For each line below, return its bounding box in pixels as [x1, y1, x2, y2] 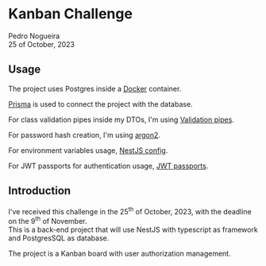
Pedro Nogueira [8, 31, 60, 41]
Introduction [8, 184, 71, 198]
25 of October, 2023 [8, 39, 75, 49]
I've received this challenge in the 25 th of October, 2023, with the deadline [8, 205, 252, 216]
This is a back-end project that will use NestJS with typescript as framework [8, 225, 258, 234]
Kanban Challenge [8, 5, 133, 23]
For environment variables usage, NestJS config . [8, 145, 168, 155]
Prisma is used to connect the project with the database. [8, 99, 193, 108]
